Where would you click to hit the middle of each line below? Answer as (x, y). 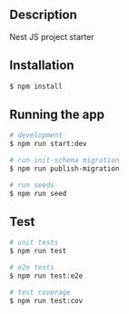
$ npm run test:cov (46, 300)
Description (43, 15)
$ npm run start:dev (49, 144)
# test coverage (40, 292)
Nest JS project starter (52, 36)
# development (36, 135)
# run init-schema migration (64, 161)
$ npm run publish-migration (64, 168)
